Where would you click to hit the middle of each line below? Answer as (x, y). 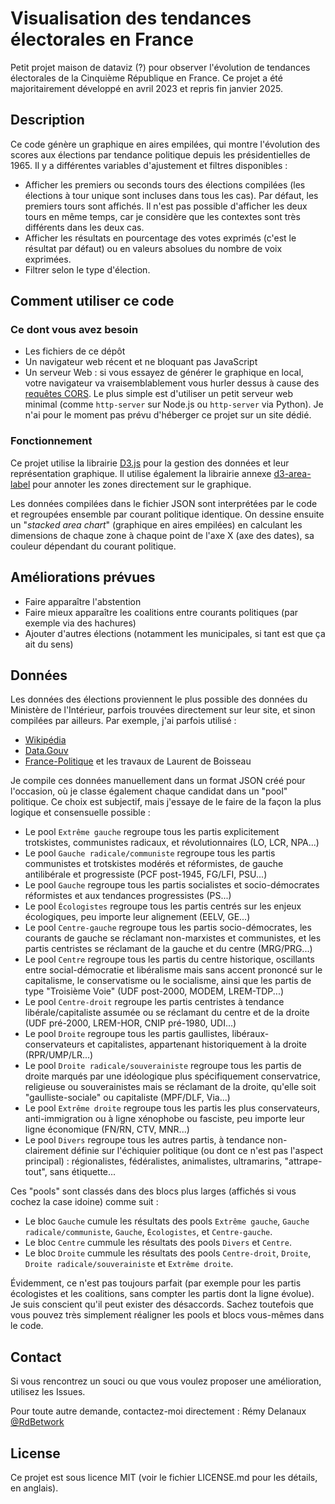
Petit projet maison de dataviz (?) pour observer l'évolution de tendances (160, 67)
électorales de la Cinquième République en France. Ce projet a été (146, 78)
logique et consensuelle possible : (80, 813)
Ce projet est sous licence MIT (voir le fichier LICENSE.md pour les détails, (164, 1477)
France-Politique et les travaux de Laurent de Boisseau (138, 761)
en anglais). (34, 1488)
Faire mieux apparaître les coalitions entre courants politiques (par (161, 612)
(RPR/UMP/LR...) (59, 1055)
